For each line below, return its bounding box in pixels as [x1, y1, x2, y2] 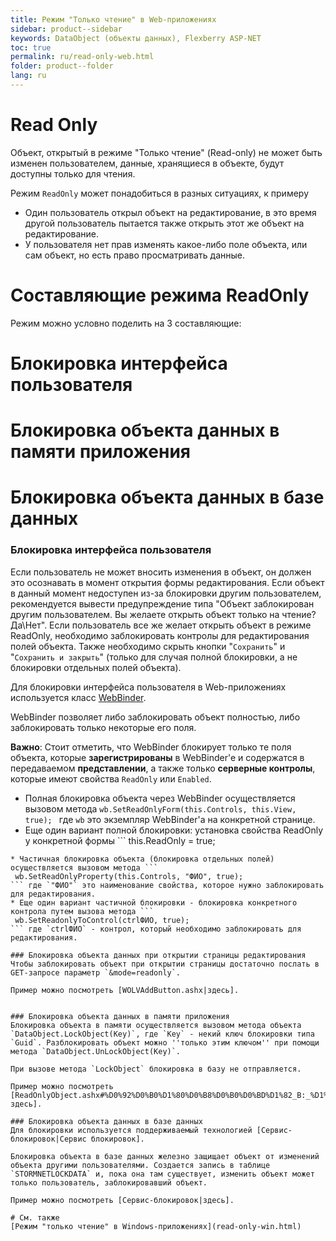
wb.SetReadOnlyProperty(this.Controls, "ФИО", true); [14, 871, 244, 881]
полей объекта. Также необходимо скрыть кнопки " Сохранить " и [10, 640, 286, 652]
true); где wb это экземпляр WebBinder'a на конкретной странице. [24, 813, 316, 825]
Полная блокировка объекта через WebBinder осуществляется [24, 792, 296, 804]
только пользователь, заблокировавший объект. [10, 1177, 208, 1188]
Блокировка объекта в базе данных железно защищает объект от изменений [10, 1151, 320, 1161]
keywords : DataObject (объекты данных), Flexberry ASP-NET [10, 33, 262, 43]
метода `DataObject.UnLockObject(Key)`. [10, 1046, 182, 1056]
